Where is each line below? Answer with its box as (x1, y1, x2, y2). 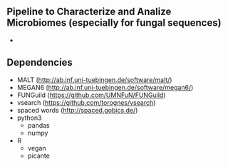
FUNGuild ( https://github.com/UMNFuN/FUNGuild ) (16, 91, 166, 99)
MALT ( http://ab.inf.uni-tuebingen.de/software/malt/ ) (16, 75, 172, 84)
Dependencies (6, 56, 73, 69)
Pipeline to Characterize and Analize (6, 6, 172, 18)
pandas (27, 121, 51, 129)
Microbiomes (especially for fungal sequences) (6, 17, 222, 29)
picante (27, 151, 51, 160)
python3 (16, 113, 42, 122)
